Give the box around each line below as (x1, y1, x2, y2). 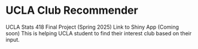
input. (5, 36, 20, 43)
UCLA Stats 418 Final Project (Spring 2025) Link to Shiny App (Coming (5, 23, 179, 30)
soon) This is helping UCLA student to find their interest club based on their (5, 29, 192, 36)
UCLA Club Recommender (5, 4, 138, 17)
